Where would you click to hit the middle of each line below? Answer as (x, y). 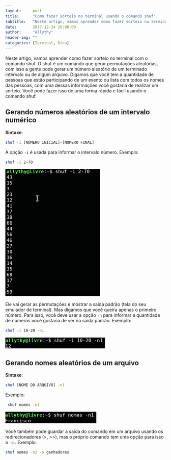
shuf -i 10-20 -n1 (25, 331)
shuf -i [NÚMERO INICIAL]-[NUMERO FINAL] (50, 142)
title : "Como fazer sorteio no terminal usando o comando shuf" (81, 16)
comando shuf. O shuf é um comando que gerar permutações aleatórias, (82, 63)
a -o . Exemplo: (21, 442)
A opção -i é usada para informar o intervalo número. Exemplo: (72, 152)
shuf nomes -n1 (23, 405)
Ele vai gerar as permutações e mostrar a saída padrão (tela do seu (76, 304)
